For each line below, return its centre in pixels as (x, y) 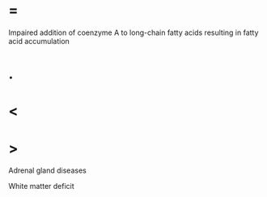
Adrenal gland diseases (47, 170)
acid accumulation (39, 41)
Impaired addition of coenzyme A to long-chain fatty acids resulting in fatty (133, 32)
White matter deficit (41, 186)
